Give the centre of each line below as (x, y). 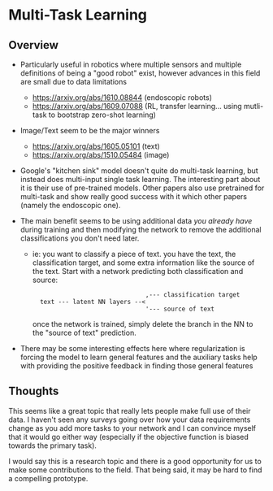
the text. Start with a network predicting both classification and (138, 271)
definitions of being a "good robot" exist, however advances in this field (140, 73)
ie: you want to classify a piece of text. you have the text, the (134, 254)
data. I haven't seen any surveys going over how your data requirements (130, 419)
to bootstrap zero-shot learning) (102, 115)
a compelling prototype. (48, 478)
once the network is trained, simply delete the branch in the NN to (143, 324)
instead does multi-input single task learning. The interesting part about (140, 179)
